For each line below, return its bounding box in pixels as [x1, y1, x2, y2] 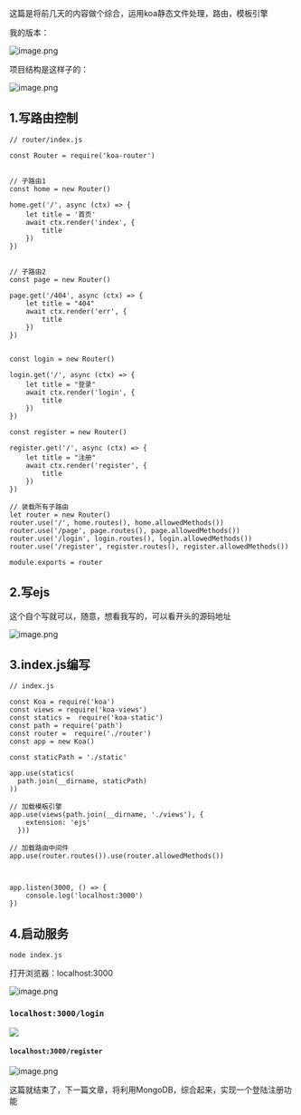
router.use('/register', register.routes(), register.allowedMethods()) [9, 542, 289, 551]
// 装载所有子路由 [9, 502, 70, 511]
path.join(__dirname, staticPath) [17, 777, 147, 786]
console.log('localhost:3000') [25, 891, 144, 900]
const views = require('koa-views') [9, 705, 147, 714]
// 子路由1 [9, 176, 47, 186]
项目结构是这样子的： [9, 64, 89, 74]
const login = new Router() [9, 354, 116, 364]
